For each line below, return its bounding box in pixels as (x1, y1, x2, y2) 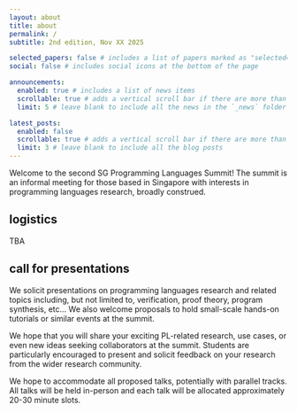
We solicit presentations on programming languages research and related (9, 284, 277, 295)
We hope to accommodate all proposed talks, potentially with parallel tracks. (9, 376, 287, 386)
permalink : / (9, 29, 57, 38)
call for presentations (9, 261, 130, 276)
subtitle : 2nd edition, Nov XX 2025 (9, 37, 144, 47)
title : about (9, 21, 57, 30)
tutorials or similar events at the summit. (9, 313, 155, 323)
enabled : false (17, 127, 73, 136)
